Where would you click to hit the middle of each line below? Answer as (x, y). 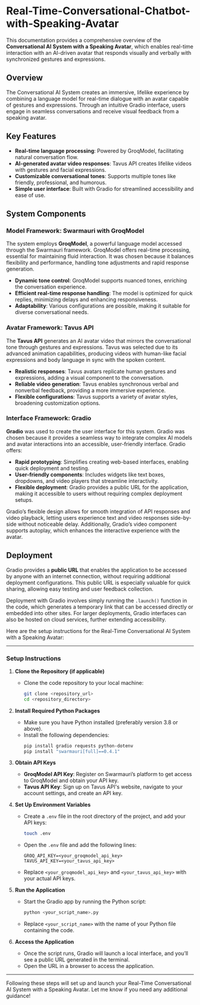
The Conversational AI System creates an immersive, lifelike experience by (98, 92)
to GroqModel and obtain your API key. (71, 781)
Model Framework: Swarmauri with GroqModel (75, 231)
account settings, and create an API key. (73, 793)
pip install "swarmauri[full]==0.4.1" (72, 751)
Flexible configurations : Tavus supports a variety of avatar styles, (96, 396)
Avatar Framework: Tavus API (50, 328)
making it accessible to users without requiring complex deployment (99, 494)
